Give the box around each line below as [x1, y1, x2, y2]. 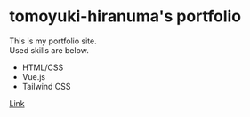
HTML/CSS [21, 62, 64, 73]
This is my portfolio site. [9, 35, 98, 46]
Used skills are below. [9, 44, 89, 55]
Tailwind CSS [21, 81, 71, 91]
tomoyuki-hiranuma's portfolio [9, 6, 242, 27]
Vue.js [21, 71, 46, 82]
